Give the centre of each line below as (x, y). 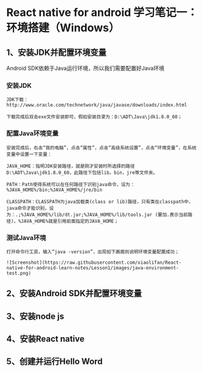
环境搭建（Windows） (63, 28)
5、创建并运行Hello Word (54, 362)
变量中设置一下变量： (29, 154)
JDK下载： (17, 100)
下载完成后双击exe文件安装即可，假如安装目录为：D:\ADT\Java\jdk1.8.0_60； (94, 117)
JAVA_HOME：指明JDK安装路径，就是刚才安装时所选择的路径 (71, 166)
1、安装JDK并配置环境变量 (57, 52)
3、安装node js (35, 316)
